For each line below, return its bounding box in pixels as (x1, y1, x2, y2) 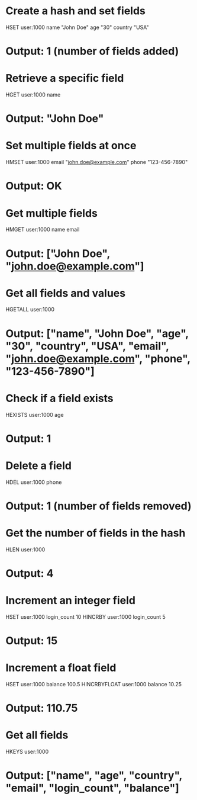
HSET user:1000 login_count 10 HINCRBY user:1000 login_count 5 (5, 613, 166, 620)
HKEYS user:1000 (5, 748, 49, 756)
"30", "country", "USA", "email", (5, 339, 169, 353)
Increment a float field (5, 661, 117, 674)
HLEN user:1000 (5, 546, 46, 553)
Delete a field (5, 459, 72, 472)
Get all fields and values (5, 286, 125, 300)
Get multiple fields (5, 206, 98, 220)
